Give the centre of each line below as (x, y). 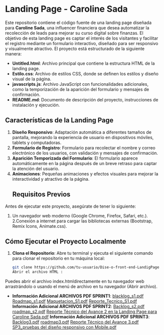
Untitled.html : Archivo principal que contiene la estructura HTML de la (83, 63)
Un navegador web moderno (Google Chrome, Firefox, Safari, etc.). (80, 215)
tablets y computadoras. (37, 143)
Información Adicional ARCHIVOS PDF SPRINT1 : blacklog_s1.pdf (78, 296)
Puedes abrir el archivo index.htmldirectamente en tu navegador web (75, 281)
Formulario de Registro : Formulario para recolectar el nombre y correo (84, 147)
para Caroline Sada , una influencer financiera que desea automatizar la (77, 27)
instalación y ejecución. (36, 105)
